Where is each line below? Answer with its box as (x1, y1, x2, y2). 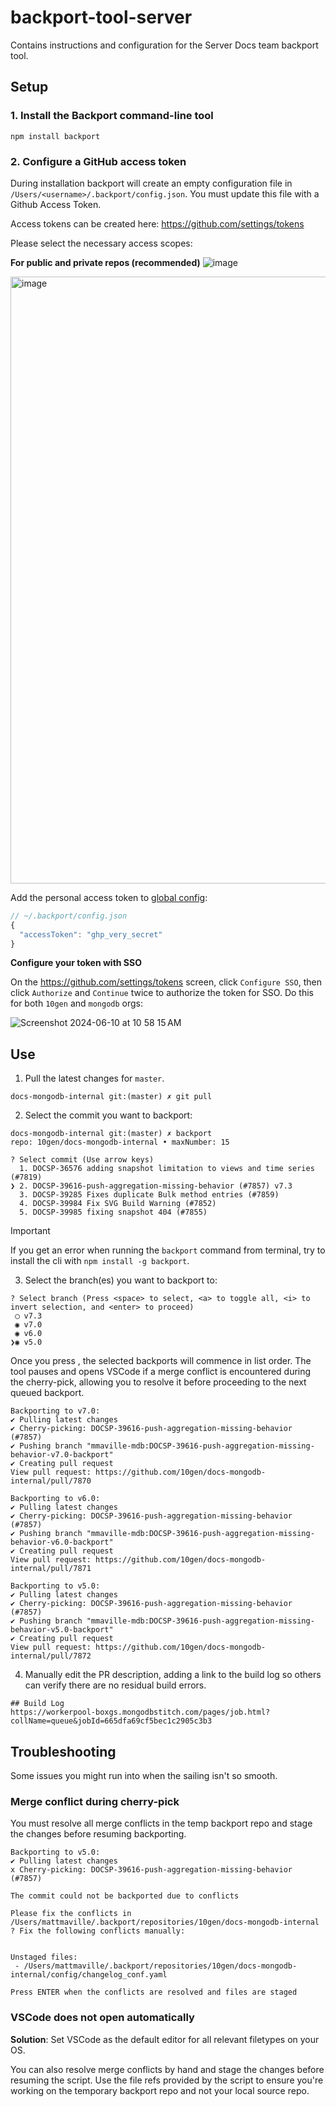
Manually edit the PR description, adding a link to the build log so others (24, 1669, 322, 1681)
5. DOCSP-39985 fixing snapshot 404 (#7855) (19, 1207, 208, 1218)
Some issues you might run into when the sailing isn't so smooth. (10, 1770, 278, 1782)
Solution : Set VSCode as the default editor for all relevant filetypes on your (10, 2033, 320, 2045)
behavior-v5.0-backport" (10, 1625, 114, 1635)
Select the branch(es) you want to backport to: (24, 1274, 218, 1286)
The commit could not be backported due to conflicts (10, 1891, 240, 1901)
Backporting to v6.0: (10, 1494, 101, 1504)
